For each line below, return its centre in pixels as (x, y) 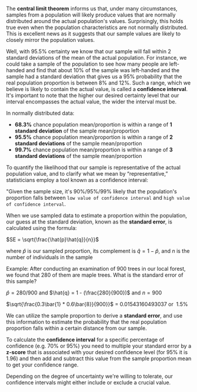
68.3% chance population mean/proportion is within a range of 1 (93, 124)
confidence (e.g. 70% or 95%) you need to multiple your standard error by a (99, 346)
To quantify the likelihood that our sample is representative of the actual (93, 167)
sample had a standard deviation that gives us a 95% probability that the (94, 77)
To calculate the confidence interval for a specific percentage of (85, 340)
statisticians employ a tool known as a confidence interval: (77, 180)
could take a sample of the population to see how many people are (87, 64)
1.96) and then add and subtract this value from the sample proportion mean (99, 358)
